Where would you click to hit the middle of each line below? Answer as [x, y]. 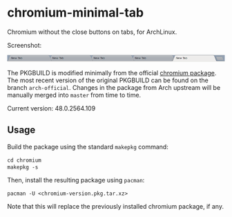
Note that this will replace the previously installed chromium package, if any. [116, 206]
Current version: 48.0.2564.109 [51, 108]
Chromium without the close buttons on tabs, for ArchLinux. [92, 32]
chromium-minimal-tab [75, 13]
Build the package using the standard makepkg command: [88, 147]
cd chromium [24, 160]
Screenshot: [25, 45]
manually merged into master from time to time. [74, 95]
